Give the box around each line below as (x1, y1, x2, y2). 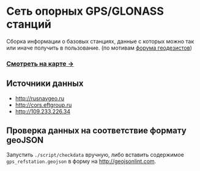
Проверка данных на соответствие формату (6, 126, 187, 136)
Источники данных (6, 78, 84, 89)
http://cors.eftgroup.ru (15, 101, 72, 108)
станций (6, 17, 52, 31)
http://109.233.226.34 (15, 107, 71, 115)
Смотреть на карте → (6, 59, 74, 68)
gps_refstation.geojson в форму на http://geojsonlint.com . (6, 158, 157, 165)
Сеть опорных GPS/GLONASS (6, 4, 164, 18)
